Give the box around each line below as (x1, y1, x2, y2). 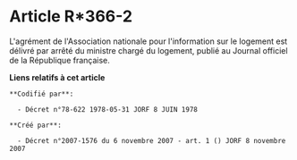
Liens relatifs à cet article (9, 72, 106, 82)
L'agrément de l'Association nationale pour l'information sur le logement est (9, 36, 288, 46)
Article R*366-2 (9, 6, 132, 27)
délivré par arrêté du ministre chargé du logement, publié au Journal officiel (9, 45, 288, 55)
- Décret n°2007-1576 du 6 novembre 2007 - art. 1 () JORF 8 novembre (17, 136, 286, 145)
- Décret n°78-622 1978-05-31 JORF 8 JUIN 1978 (17, 105, 199, 114)
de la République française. (9, 55, 110, 65)
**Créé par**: (9, 121, 63, 130)
